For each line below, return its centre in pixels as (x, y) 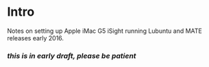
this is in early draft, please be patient (72, 55)
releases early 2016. (35, 38)
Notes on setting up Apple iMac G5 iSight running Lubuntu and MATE (104, 31)
